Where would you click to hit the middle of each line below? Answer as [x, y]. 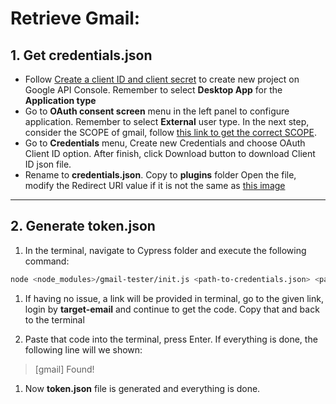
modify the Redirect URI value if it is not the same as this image [155, 185]
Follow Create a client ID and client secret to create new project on [162, 79]
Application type [60, 100]
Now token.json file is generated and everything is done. [142, 388]
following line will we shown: [83, 349]
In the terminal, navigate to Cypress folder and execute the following [165, 250]
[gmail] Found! [64, 369]
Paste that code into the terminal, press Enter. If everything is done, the [171, 339]
